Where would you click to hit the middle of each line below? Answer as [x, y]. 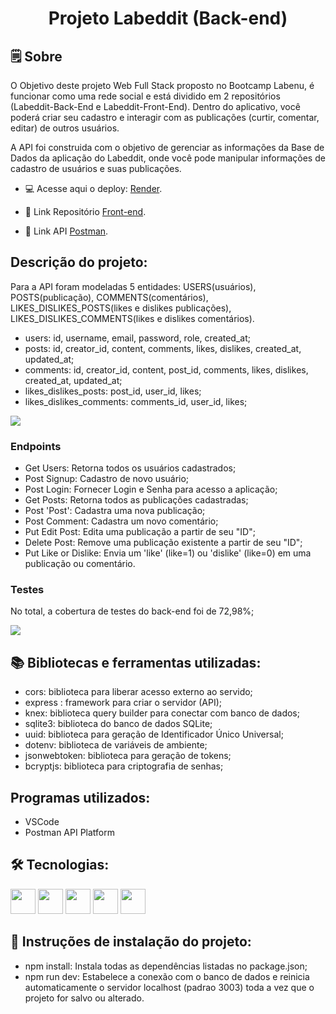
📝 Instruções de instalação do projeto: [131, 942]
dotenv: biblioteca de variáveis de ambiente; [116, 745]
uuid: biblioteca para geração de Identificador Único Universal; [154, 734]
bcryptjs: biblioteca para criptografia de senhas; [124, 766]
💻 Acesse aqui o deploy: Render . [93, 188]
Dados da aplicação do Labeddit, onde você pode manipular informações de [168, 158]
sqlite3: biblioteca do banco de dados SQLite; [118, 724]
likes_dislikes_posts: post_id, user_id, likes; [113, 391]
